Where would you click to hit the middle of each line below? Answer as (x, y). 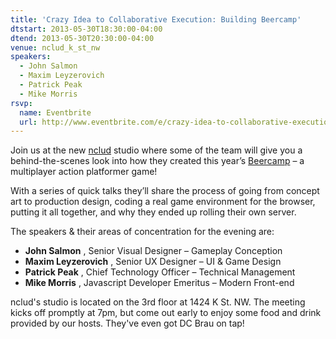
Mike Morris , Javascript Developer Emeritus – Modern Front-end (159, 283)
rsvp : (21, 103)
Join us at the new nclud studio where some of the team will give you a (156, 150)
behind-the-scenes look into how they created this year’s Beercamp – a (157, 161)
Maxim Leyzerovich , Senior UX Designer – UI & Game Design (153, 262)
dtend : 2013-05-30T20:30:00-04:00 (82, 38)
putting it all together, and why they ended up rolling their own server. (153, 212)
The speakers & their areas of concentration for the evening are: (142, 232)
